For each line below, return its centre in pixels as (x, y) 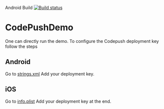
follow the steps (21, 46)
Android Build (19, 8)
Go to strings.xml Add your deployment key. (50, 73)
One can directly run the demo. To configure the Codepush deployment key (82, 41)
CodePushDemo (39, 28)
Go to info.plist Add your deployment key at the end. (58, 101)
